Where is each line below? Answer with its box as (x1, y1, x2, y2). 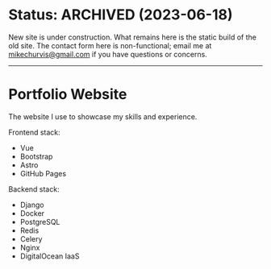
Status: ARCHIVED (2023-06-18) (8, 6, 233, 24)
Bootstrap (19, 151, 53, 161)
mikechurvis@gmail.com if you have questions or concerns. (8, 49, 207, 59)
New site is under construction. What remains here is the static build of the (8, 32, 256, 42)
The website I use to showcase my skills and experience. (8, 111, 198, 122)
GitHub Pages (19, 168, 67, 178)
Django (19, 200, 44, 209)
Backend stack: (8, 184, 60, 194)
